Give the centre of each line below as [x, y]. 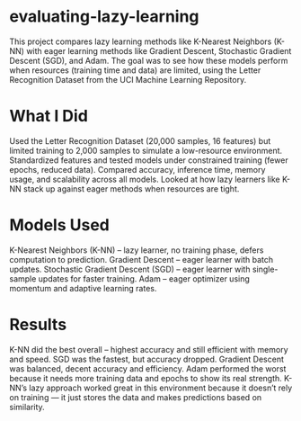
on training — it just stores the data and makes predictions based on [136, 397]
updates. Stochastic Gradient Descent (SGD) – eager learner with [130, 269]
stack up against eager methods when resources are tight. [132, 188]
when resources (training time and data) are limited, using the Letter [135, 70]
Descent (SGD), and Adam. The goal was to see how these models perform [149, 60]
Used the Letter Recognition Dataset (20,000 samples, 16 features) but [140, 140]
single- [265, 269]
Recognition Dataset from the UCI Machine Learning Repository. [128, 79]
